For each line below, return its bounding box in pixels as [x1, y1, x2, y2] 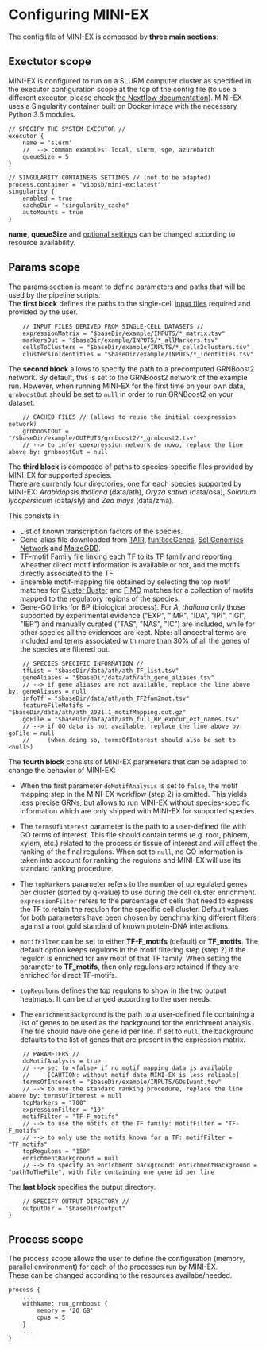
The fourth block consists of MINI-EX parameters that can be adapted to [8, 756, 248, 767]
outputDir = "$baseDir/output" [22, 1204, 126, 1212]
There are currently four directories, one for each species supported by [8, 479, 242, 488]
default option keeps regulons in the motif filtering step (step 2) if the [19, 944, 246, 954]
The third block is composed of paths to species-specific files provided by [8, 462, 253, 471]
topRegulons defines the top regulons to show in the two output [19, 986, 226, 995]
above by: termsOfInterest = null [8, 1091, 123, 1100]
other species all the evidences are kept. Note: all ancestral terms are [19, 627, 247, 637]
